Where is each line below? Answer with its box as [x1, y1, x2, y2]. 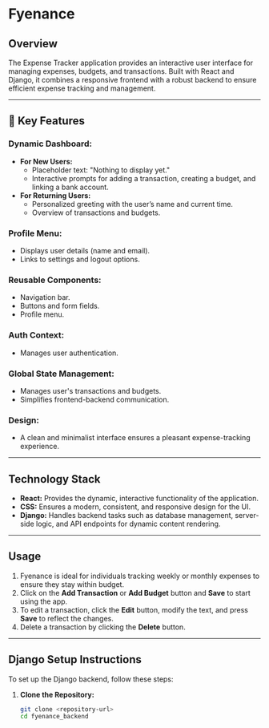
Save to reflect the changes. [19, 613, 114, 623]
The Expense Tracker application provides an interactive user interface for [8, 58, 254, 67]
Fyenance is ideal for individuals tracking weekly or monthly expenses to [19, 571, 260, 580]
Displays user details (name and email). [19, 245, 151, 255]
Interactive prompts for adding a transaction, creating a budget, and [31, 173, 256, 183]
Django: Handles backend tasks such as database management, [19, 510, 234, 520]
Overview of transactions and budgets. [31, 208, 161, 217]
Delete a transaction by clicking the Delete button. [19, 622, 186, 632]
